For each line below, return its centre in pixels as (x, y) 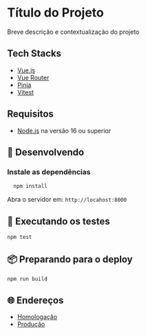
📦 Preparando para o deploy (70, 259)
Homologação (37, 317)
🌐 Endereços (35, 300)
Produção (31, 324)
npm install (31, 186)
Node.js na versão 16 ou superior (64, 131)
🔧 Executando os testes (59, 221)
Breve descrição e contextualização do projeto (73, 32)
